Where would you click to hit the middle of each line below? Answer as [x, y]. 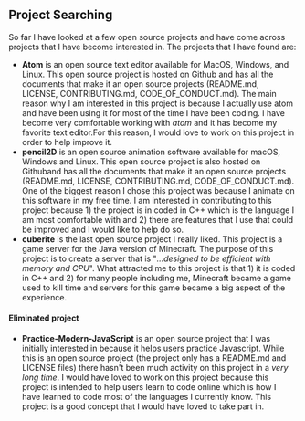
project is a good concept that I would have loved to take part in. [143, 406]
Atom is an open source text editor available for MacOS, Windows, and [155, 64]
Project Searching [61, 15]
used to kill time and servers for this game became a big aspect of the [153, 288]
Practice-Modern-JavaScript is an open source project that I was [146, 339]
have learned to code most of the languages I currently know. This [146, 397]
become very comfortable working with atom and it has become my [149, 122]
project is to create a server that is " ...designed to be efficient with [146, 258]
